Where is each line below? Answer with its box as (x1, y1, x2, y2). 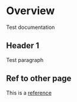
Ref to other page (6, 74, 72, 84)
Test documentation (6, 24, 55, 31)
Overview (6, 4, 55, 18)
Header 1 (6, 41, 40, 51)
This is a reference (6, 89, 52, 96)
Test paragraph (6, 56, 44, 63)
